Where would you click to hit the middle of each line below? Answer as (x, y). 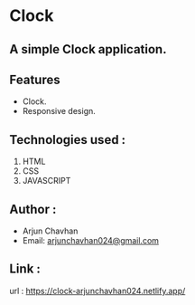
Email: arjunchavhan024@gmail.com (91, 241)
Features (35, 79)
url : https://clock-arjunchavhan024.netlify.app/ (97, 291)
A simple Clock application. (88, 49)
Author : (33, 209)
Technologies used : (68, 140)
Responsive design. (59, 111)
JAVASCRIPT (46, 181)
